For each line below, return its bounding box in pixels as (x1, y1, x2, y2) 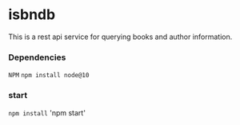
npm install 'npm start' (8, 107, 86, 117)
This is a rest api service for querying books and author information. (8, 32, 233, 41)
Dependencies (8, 52, 66, 63)
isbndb (8, 6, 56, 24)
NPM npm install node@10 (8, 72, 90, 80)
